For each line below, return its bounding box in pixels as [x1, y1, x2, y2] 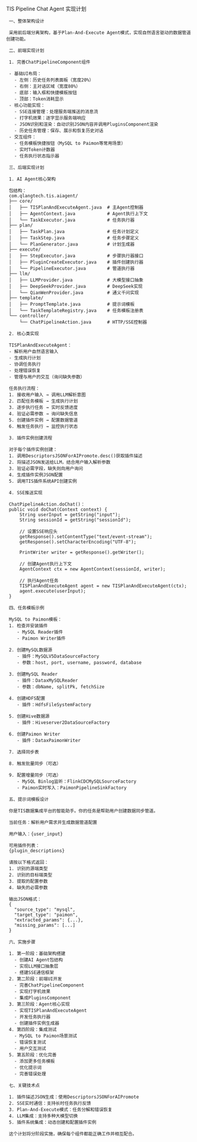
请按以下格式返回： [8, 859, 49, 865]
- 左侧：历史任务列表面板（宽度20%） [14, 77, 94, 83]
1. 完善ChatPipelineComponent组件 [8, 59, 91, 65]
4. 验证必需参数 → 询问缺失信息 [8, 411, 78, 417]
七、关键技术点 [8, 1082, 40, 1088]
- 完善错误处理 [14, 1071, 46, 1077]
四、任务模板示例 [8, 605, 45, 611]
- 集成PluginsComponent [14, 995, 71, 1001]
